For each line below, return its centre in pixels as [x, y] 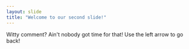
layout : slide [24, 12]
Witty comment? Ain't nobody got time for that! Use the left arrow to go [95, 34]
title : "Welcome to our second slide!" [56, 17]
